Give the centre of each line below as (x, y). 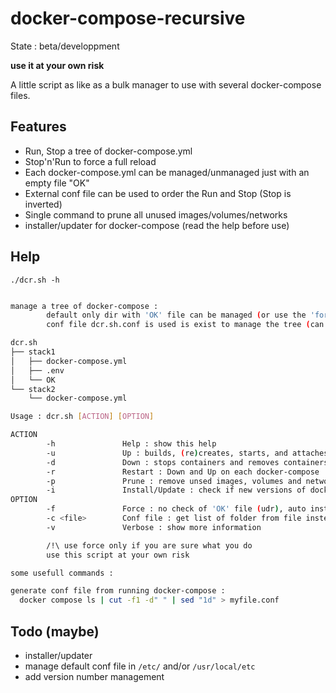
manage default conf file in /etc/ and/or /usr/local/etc (140, 666)
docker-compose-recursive (128, 18)
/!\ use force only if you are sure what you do (149, 545)
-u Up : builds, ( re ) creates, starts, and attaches (187, 453)
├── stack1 (33, 352)
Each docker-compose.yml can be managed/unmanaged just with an (167, 172)
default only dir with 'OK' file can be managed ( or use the (176, 315)
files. (20, 95)
